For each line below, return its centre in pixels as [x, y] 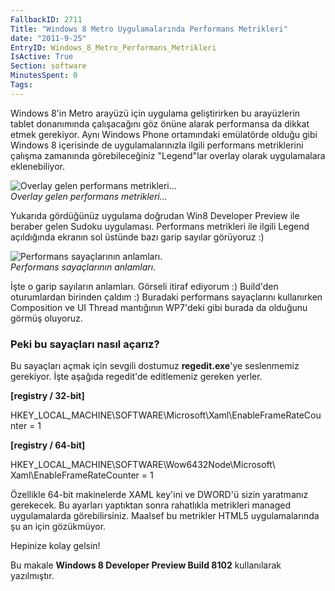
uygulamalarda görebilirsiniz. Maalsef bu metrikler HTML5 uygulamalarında [165, 516]
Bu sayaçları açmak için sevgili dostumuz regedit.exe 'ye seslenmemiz [155, 366]
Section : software [48, 66]
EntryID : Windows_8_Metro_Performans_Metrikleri [113, 47]
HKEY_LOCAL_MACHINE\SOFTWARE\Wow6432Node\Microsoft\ [143, 465]
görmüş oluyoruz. [46, 318]
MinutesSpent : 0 [44, 76]
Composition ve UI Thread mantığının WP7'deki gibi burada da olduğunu [159, 307]
